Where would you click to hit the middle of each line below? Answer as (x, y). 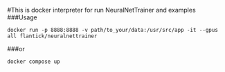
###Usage (22, 17)
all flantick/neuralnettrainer (52, 36)
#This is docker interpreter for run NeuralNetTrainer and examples (101, 10)
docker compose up (34, 62)
